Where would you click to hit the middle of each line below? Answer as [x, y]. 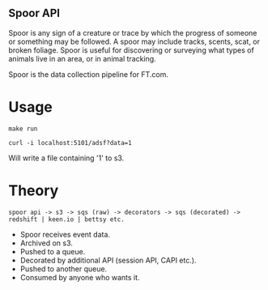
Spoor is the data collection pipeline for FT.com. [88, 74]
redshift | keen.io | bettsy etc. [67, 219]
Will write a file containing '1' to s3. [66, 158]
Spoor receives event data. [65, 234]
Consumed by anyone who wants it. [80, 277]
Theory [34, 190]
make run [23, 129]
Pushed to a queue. [53, 251]
